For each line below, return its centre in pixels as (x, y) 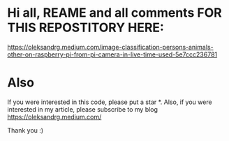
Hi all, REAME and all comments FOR (114, 13)
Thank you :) (25, 130)
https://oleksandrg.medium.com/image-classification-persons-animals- (111, 47)
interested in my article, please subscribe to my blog (83, 109)
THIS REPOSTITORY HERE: (86, 28)
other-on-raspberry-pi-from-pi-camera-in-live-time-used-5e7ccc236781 (112, 54)
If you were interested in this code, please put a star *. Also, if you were (110, 102)
